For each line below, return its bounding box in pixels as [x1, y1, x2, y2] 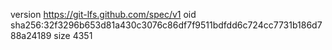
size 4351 [53, 30, 93, 41]
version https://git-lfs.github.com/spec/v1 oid [10, 9, 197, 20]
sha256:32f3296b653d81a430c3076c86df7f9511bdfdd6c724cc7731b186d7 [10, 19, 323, 31]
